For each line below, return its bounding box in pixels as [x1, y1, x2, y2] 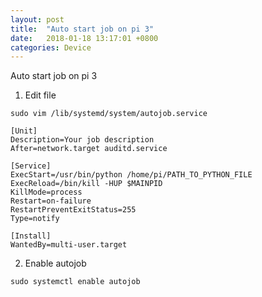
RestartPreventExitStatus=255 [10, 205, 137, 215]
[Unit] [10, 126, 38, 136]
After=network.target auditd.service [10, 144, 168, 154]
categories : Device [10, 42, 92, 53]
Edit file [24, 89, 57, 101]
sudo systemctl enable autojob [10, 277, 141, 287]
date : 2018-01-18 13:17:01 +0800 [10, 33, 159, 43]
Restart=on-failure [10, 196, 92, 206]
